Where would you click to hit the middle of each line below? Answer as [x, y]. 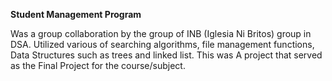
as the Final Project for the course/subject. [98, 65]
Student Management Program [76, 14]
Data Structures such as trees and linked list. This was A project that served [166, 55]
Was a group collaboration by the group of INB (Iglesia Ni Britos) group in [161, 33]
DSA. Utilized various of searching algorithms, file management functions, [162, 44]
